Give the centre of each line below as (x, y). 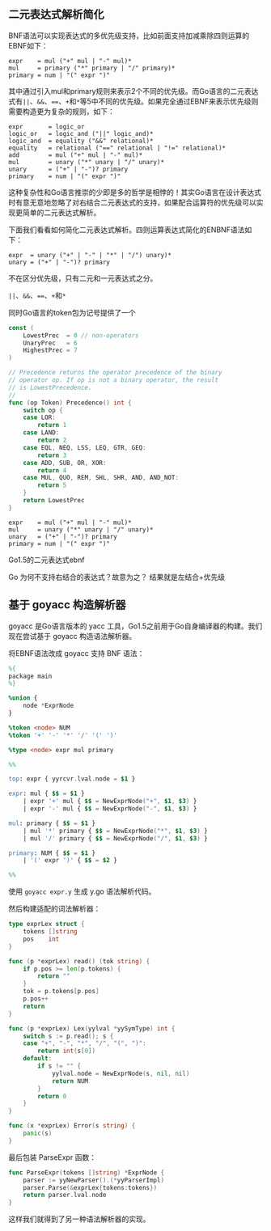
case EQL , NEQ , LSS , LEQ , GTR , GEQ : (85, 447)
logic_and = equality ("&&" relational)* (81, 141)
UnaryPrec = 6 (51, 343)
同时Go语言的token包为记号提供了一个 (72, 312)
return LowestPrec (54, 501)
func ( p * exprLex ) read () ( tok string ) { (79, 961)
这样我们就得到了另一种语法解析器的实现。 (79, 1219)
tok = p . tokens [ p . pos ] (61, 992)
